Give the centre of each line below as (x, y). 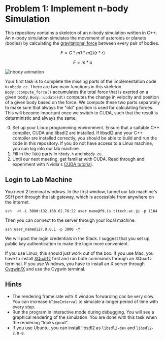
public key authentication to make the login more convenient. (67, 243)
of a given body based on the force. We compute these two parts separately (82, 102)
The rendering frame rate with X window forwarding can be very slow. (83, 296)
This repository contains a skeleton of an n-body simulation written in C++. (81, 33)
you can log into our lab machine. (46, 148)
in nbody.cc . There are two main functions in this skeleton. (64, 86)
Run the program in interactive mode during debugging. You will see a (83, 312)
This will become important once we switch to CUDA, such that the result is (82, 113)
